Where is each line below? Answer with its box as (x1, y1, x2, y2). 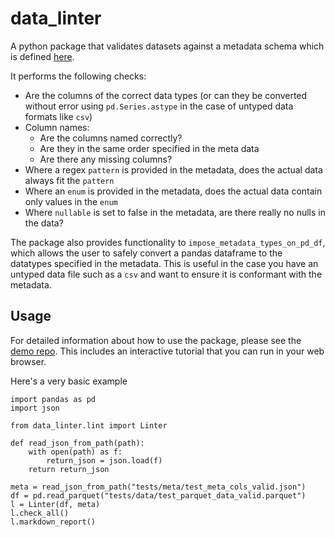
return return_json (28, 464, 110, 474)
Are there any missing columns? (39, 153, 173, 165)
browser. (10, 355, 47, 367)
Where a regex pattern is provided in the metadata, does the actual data (24, 163, 323, 176)
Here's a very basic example (10, 375, 128, 387)
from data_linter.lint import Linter (10, 420, 168, 431)
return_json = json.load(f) (46, 455, 163, 466)
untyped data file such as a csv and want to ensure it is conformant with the (10, 268, 323, 280)
